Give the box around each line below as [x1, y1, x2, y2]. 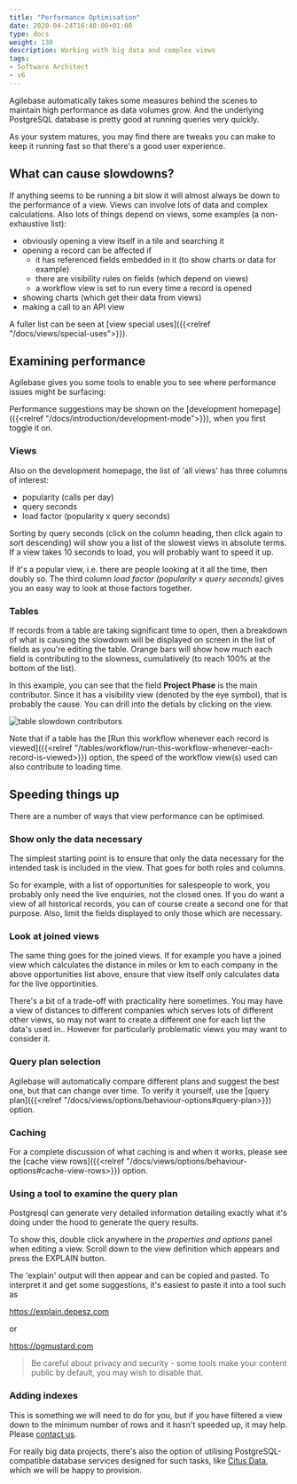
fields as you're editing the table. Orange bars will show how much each [9, 643, 273, 654]
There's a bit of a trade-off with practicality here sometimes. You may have [9, 996, 284, 1006]
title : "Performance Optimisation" [9, 12, 141, 22]
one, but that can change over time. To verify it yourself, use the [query [9, 1085, 270, 1096]
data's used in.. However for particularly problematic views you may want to [9, 1024, 287, 1035]
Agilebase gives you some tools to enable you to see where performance [9, 377, 277, 388]
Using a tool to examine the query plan [9, 1187, 178, 1199]
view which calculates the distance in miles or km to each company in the [9, 959, 278, 970]
